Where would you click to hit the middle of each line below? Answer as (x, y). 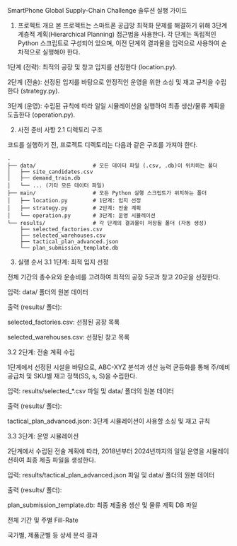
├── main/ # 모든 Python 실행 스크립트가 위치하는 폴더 (107, 193)
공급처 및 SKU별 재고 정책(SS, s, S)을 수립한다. (73, 376)
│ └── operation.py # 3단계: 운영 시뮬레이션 (81, 216)
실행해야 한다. (61, 52)
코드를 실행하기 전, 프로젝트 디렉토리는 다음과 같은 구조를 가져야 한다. (103, 145)
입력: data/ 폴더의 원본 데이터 (48, 292)
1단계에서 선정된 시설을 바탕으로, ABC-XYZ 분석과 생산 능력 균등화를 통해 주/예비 (119, 367)
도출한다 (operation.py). (41, 115)
